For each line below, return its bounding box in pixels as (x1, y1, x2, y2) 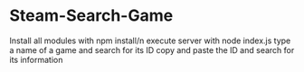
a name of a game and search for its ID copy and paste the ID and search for (9, 44, 295, 55)
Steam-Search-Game (9, 5, 174, 26)
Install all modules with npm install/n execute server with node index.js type (9, 35, 291, 46)
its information (9, 54, 63, 65)
